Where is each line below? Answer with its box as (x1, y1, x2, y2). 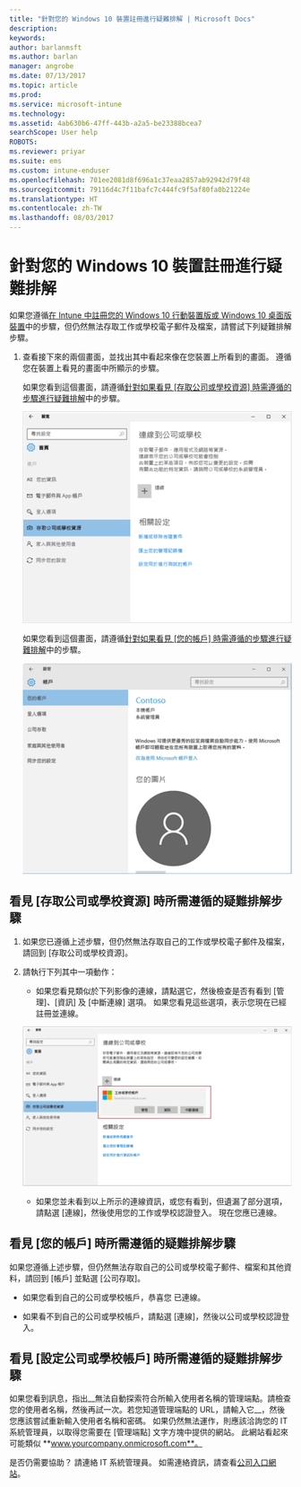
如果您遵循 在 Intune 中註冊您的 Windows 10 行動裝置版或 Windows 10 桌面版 (9, 310, 292, 321)
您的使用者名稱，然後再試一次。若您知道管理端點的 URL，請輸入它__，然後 (9, 1404, 286, 1415)
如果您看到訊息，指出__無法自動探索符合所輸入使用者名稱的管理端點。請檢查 (9, 1393, 291, 1404)
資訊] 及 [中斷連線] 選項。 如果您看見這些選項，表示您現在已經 (56, 997, 287, 1007)
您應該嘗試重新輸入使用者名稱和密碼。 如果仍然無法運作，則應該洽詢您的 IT (9, 1415, 288, 1427)
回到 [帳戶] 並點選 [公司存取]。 (32, 1272, 146, 1283)
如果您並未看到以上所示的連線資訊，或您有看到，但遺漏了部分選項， (35, 1195, 288, 1207)
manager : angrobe (9, 62, 74, 71)
